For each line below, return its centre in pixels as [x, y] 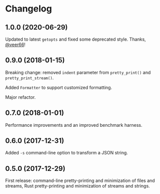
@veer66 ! [16, 45]
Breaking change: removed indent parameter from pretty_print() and [78, 72]
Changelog [29, 9]
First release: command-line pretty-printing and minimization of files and [80, 180]
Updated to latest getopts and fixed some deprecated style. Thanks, [76, 39]
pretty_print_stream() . [30, 78]
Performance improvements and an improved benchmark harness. [74, 125]
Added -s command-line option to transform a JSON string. [67, 153]
